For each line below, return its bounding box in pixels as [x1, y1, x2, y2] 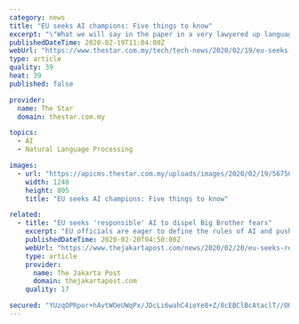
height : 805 [25, 186, 69, 195]
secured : [9, 301, 42, 311]
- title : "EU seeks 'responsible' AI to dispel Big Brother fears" [17, 219, 273, 228]
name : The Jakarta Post [32, 269, 122, 278]
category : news [9, 12, 66, 22]
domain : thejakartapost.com [32, 277, 138, 286]
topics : [9, 129, 38, 137]
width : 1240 [25, 178, 69, 187]
